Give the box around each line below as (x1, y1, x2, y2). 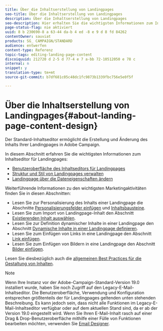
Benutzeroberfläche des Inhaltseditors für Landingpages (12, 165, 125, 171)
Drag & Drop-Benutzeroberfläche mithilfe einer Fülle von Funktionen (5, 315, 141, 321)
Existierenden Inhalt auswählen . (12, 215, 76, 221)
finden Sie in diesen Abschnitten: (5, 190, 71, 196)
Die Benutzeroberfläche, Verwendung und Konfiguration (32, 289, 145, 296)
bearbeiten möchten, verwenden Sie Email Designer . (5, 320, 110, 326)
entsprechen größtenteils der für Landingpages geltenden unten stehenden (5, 295, 156, 300)
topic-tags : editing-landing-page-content (5, 52, 92, 57)
